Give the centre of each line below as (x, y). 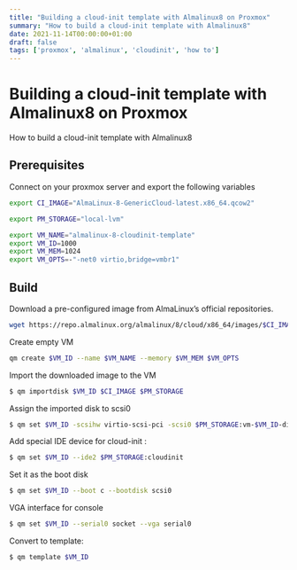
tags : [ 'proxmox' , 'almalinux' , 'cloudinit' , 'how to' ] (114, 51)
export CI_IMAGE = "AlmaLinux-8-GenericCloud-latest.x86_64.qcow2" (132, 203)
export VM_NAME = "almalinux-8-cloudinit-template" (103, 235)
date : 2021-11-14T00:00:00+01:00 (71, 34)
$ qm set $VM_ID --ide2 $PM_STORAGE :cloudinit (96, 457)
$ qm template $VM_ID (49, 558)
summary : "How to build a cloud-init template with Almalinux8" (130, 26)
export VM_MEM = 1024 (45, 252)
